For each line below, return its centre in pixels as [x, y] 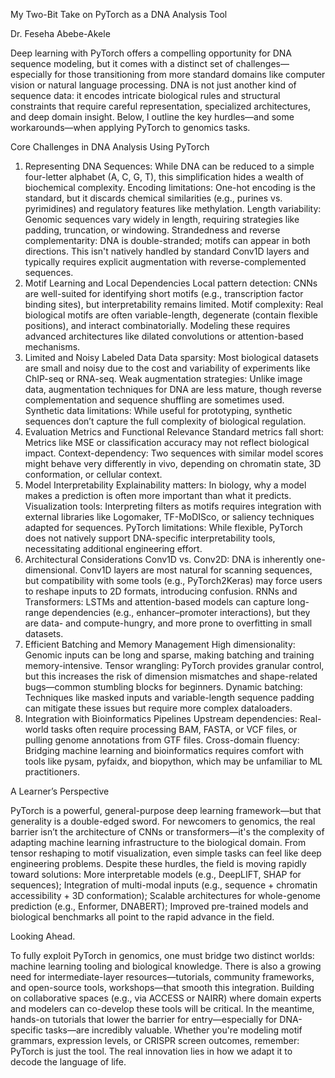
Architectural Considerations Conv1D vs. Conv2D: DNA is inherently [164, 559]
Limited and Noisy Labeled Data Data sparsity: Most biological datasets [171, 357]
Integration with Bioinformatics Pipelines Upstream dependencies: [161, 718]
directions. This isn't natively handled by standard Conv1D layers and [167, 251]
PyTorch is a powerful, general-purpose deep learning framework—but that [166, 810]
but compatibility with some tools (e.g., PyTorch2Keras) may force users [173, 580]
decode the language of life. [68, 1062]
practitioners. [52, 772]
